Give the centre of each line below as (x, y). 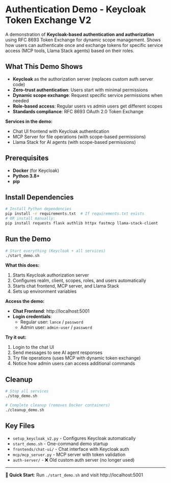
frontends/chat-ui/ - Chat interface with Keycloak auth (71, 449)
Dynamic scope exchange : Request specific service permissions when (88, 95)
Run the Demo (28, 239)
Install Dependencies (39, 197)
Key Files (20, 426)
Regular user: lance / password (52, 322)
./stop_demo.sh (21, 396)
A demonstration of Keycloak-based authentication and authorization (80, 34)
